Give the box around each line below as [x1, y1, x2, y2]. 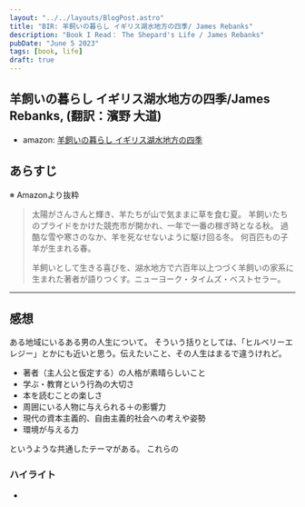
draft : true [9, 55, 54, 65]
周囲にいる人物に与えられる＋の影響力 [22, 402, 166, 413]
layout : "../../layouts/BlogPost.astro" [9, 13, 165, 23]
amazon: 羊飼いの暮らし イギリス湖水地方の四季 [22, 134, 202, 145]
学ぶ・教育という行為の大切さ [22, 379, 134, 390]
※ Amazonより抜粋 [9, 189, 80, 200]
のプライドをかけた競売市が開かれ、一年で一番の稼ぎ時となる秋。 [31, 220, 279, 231]
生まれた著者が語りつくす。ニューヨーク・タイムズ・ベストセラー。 [31, 273, 286, 284]
